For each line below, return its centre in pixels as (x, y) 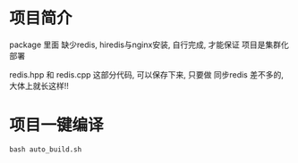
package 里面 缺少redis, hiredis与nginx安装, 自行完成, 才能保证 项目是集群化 (149, 45)
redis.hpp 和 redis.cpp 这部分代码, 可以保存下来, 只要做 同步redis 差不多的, (146, 74)
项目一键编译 (57, 125)
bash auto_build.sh (46, 149)
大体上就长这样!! (39, 86)
